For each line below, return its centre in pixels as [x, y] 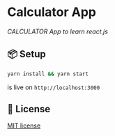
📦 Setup [27, 54]
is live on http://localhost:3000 [54, 87]
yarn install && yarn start [48, 74]
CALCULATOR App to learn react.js [58, 31]
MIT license [24, 126]
